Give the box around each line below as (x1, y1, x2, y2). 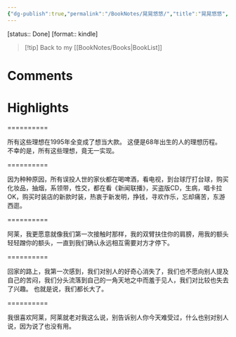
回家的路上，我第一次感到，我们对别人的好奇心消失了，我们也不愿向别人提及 (7, 267, 229, 275)
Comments (7, 67, 73, 84)
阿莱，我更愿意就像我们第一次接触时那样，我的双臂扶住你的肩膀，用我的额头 (7, 230, 229, 238)
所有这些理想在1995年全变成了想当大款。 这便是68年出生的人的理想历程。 (7, 138, 221, 146)
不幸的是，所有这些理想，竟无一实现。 (7, 146, 118, 154)
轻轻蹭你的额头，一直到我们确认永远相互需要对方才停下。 (7, 238, 173, 246)
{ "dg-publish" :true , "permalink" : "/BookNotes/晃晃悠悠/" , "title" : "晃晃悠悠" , (7, 10, 229, 18)
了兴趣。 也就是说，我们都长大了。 (7, 284, 107, 293)
